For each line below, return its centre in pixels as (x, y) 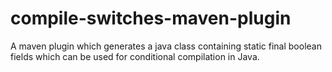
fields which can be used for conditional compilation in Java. (135, 56)
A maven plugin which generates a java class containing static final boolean (166, 46)
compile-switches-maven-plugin (151, 18)
